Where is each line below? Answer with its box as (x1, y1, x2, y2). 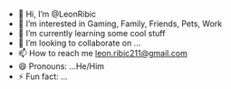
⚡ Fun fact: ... (17, 71, 68, 82)
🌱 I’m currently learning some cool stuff (17, 28, 166, 38)
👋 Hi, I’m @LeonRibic (17, 9, 97, 19)
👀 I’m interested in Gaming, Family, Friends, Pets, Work (17, 18, 223, 29)
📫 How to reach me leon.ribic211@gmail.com (17, 48, 188, 58)
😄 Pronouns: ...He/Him (17, 61, 105, 72)
